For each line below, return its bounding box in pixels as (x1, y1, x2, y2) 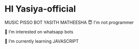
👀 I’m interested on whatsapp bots (4, 29, 74, 34)
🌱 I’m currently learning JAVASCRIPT (4, 38, 79, 44)
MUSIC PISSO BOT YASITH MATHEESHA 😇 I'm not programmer (4, 19, 134, 25)
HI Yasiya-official (4, 3, 76, 15)
